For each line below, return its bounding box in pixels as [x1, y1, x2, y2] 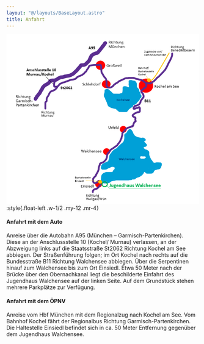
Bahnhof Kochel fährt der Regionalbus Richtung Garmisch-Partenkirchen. [6, 318, 191, 325]
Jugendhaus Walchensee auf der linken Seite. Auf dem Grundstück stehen [6, 277, 194, 284]
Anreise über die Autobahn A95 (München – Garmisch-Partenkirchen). [6, 232, 184, 239]
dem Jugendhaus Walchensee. [6, 331, 84, 338]
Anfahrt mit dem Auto [6, 218, 63, 226]
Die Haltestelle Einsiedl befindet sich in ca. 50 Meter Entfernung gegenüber [6, 324, 196, 332]
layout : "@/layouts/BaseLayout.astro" [6, 10, 105, 16]
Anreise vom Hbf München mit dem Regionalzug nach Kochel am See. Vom [6, 311, 195, 318]
